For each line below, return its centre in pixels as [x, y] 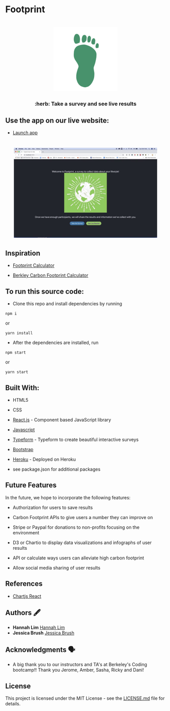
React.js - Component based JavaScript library [62, 420]
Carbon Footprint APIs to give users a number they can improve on [83, 517]
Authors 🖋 [23, 613]
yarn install [19, 333]
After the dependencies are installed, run [55, 342]
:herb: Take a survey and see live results [86, 104]
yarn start [17, 372]
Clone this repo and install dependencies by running [67, 304]
